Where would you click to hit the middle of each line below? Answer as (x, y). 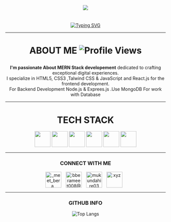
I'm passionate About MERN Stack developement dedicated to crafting (85, 68)
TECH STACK (85, 120)
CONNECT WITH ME (85, 164)
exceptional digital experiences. (85, 73)
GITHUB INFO (85, 203)
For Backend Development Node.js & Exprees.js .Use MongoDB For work (85, 89)
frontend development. (85, 84)
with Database (85, 94)
